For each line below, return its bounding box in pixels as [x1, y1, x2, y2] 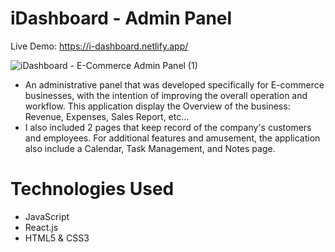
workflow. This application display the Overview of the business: [24, 100, 291, 112]
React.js [24, 221, 59, 233]
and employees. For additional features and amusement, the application [24, 132, 321, 144]
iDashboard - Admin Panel [10, 7, 233, 30]
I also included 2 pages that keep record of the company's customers [24, 121, 312, 133]
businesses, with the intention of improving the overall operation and [24, 89, 308, 101]
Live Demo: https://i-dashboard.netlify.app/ [10, 40, 189, 52]
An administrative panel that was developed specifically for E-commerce [24, 78, 325, 91]
